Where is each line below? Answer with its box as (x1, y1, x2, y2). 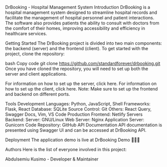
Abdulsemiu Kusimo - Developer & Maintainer (5, 156, 99, 162)
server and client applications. (5, 71, 67, 77)
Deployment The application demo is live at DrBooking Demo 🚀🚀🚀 (5, 137, 140, 143)
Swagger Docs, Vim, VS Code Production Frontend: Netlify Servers (5, 111, 143, 117)
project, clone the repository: (5, 51, 65, 57)
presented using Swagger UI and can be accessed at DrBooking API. (5, 127, 147, 133)
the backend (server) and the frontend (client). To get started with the (5, 46, 149, 51)
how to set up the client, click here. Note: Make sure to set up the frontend (5, 86, 158, 91)
